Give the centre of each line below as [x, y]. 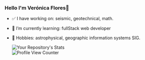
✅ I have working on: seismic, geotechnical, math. [63, 19]
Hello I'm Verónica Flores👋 [37, 8]
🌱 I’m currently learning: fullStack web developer [61, 29]
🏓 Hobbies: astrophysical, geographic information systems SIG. [76, 38]
